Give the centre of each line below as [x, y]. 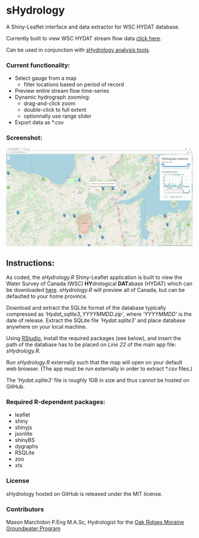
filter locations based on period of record [74, 84]
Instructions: [31, 263]
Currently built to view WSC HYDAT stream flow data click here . [84, 38]
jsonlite [23, 434]
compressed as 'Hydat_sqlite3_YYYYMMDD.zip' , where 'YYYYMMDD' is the [99, 314]
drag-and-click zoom [49, 103]
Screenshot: [24, 138]
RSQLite [25, 453]
